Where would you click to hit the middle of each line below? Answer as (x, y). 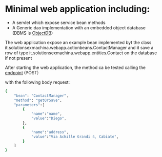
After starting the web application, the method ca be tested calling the (75, 67)
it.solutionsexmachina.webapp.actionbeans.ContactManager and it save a (79, 47)
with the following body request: (37, 82)
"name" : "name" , (47, 114)
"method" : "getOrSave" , (38, 100)
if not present (19, 58)
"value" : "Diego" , (49, 118)
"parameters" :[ (29, 105)
